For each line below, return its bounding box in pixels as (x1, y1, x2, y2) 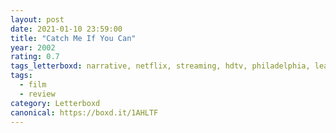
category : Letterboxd (10, 98, 101, 108)
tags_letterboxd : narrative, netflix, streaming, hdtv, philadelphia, (10, 61, 311, 71)
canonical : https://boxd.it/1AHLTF (10, 107, 159, 118)
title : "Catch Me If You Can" (10, 33, 137, 43)
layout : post (10, 14, 65, 25)
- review (19, 89, 56, 99)
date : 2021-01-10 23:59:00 (10, 24, 123, 34)
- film (19, 80, 47, 90)
